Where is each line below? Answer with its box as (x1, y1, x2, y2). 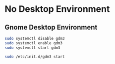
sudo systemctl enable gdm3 (4, 40, 63, 45)
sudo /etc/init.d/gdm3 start (4, 54, 65, 59)
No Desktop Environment (4, 3, 110, 15)
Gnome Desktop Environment (4, 23, 98, 32)
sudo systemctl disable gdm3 (4, 36, 65, 41)
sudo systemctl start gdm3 (4, 45, 60, 50)
